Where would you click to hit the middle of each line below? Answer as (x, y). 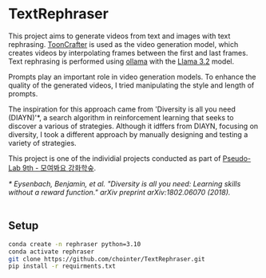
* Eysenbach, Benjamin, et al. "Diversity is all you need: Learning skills (125, 183)
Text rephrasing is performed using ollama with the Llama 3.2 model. (121, 61)
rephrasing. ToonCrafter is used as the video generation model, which (123, 44)
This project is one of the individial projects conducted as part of (115, 158)
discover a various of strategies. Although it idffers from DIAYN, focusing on (133, 126)
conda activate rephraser (51, 252)
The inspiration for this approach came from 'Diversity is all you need (122, 109)
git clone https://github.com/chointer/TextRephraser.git (107, 259)
